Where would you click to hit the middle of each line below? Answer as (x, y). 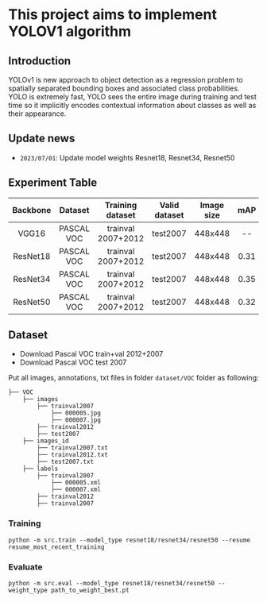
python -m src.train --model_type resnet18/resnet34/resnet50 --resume (129, 540)
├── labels (41, 469)
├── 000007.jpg (76, 420)
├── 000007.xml (76, 490)
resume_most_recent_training (56, 547)
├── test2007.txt (65, 462)
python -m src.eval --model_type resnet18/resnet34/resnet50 (112, 584)
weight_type (28, 590)
